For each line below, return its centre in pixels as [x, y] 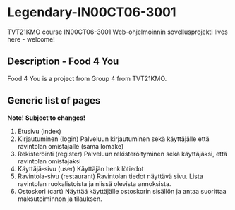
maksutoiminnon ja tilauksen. [60, 199]
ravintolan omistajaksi [49, 161]
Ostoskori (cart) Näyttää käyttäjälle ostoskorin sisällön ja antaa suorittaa [122, 191]
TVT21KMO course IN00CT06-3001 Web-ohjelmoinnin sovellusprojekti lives [117, 32]
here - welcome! [31, 39]
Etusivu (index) [39, 131]
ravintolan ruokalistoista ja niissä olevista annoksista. [94, 183]
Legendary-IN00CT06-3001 [92, 12]
